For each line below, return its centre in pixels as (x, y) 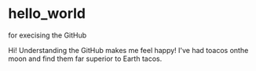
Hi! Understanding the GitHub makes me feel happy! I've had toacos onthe (128, 50)
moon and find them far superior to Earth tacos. (85, 59)
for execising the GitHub (48, 35)
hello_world (47, 14)
